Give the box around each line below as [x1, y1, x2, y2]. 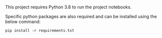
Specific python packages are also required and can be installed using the [5, 14, 158, 19]
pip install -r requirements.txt [5, 28, 75, 33]
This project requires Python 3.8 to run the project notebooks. [5, 4, 132, 10]
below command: [5, 19, 41, 24]
